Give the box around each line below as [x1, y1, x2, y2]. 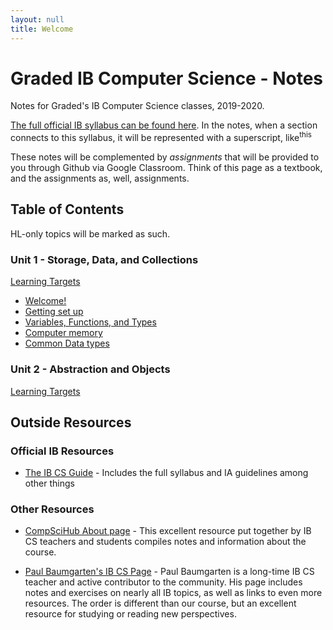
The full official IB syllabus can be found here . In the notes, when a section [10, 119, 318, 131]
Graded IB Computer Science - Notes [10, 67, 324, 90]
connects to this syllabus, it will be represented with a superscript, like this [10, 130, 312, 144]
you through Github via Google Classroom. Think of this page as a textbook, [10, 162, 323, 174]
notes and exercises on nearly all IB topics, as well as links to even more [24, 587, 323, 599]
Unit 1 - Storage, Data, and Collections [10, 252, 199, 266]
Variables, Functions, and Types [24, 316, 157, 328]
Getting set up [24, 306, 84, 318]
